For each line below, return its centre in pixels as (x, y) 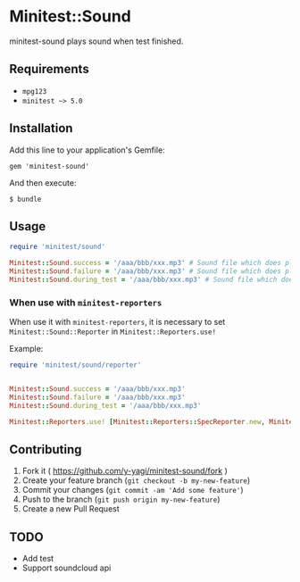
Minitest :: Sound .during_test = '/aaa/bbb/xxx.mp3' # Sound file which (143, 279)
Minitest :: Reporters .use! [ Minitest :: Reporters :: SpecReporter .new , (137, 421)
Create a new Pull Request (71, 509)
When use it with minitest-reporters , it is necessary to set (117, 322)
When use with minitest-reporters (86, 303)
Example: (26, 349)
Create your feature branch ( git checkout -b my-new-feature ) (136, 480)
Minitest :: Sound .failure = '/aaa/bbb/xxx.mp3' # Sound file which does (145, 271)
